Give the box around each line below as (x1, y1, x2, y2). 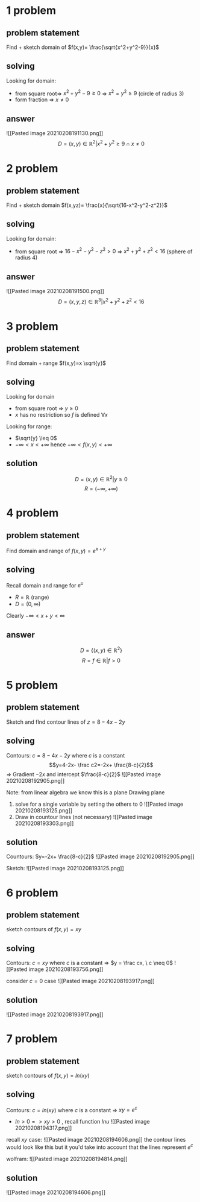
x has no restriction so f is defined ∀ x (14, 411, 108, 418)
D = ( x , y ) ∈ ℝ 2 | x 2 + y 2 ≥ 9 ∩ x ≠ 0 (58, 139, 145, 147)
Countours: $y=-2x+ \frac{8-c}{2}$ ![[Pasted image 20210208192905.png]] (6, 853, 195, 860)
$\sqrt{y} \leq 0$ (14, 434, 57, 441)
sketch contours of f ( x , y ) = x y (6, 926, 81, 933)
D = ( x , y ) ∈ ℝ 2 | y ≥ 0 (75, 474, 128, 482)
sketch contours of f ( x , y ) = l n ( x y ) (6, 1072, 90, 1079)
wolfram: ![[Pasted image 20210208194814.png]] (6, 1156, 128, 1163)
